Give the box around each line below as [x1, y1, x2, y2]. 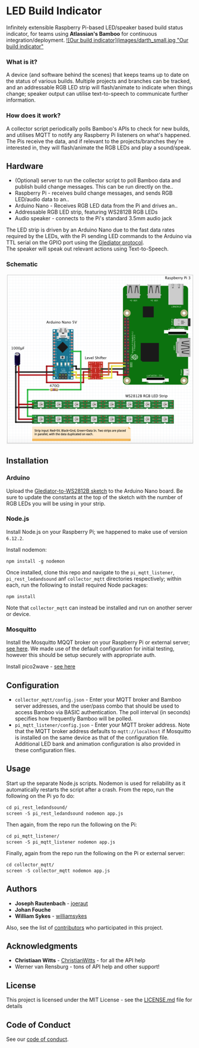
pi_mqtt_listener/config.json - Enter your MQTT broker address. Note [14, 721, 190, 728]
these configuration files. [14, 746, 76, 753]
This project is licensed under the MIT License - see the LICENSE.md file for [6, 996, 192, 1003]
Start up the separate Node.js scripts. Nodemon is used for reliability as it [6, 780, 186, 787]
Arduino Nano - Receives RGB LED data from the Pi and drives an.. [14, 202, 178, 209]
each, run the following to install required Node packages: [6, 581, 148, 589]
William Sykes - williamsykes [14, 912, 87, 919]
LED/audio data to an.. [14, 196, 70, 203]
